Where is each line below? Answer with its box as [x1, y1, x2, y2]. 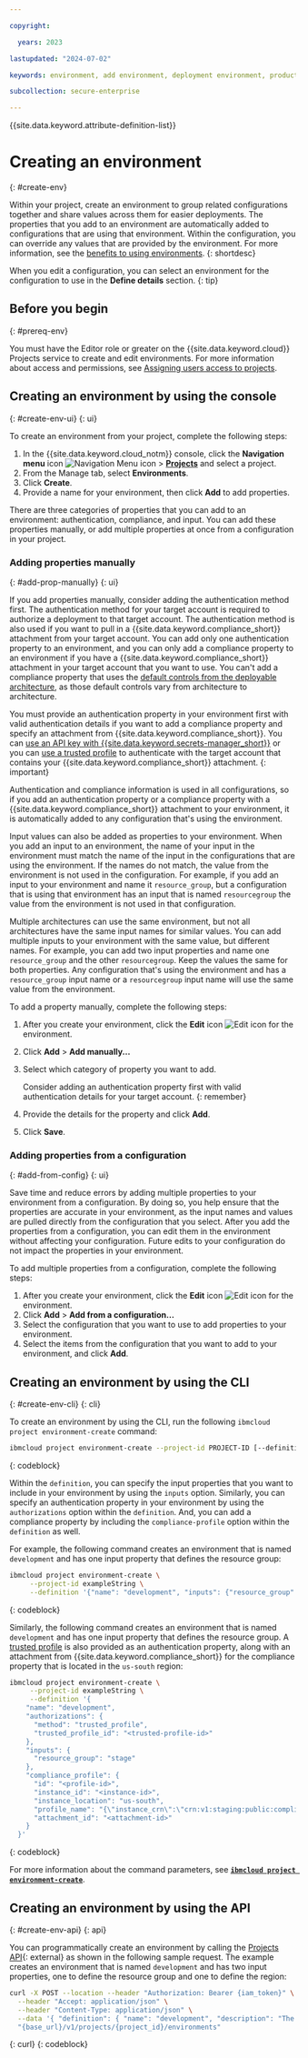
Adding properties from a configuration [9, 1149, 187, 1161]
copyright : [9, 21, 51, 30]
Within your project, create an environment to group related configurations [9, 199, 288, 210]
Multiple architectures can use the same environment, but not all [9, 916, 251, 927]
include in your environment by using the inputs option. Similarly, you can [9, 1487, 285, 1498]
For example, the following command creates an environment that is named [9, 1543, 292, 1554]
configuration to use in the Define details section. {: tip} [9, 275, 219, 286]
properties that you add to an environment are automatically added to [9, 219, 270, 230]
